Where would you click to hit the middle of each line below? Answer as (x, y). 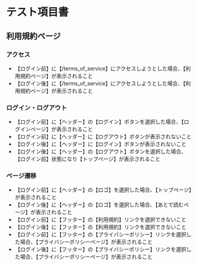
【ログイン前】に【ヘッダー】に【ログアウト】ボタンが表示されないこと (103, 137)
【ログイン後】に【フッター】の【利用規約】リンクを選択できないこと (101, 227)
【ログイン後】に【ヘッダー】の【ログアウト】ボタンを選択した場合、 (101, 152)
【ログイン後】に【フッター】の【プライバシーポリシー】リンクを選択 (101, 249)
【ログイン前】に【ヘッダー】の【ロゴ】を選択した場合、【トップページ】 (103, 190)
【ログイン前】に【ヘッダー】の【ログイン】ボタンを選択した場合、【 (99, 122)
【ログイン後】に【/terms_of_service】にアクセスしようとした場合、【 (100, 83)
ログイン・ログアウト (36, 108)
